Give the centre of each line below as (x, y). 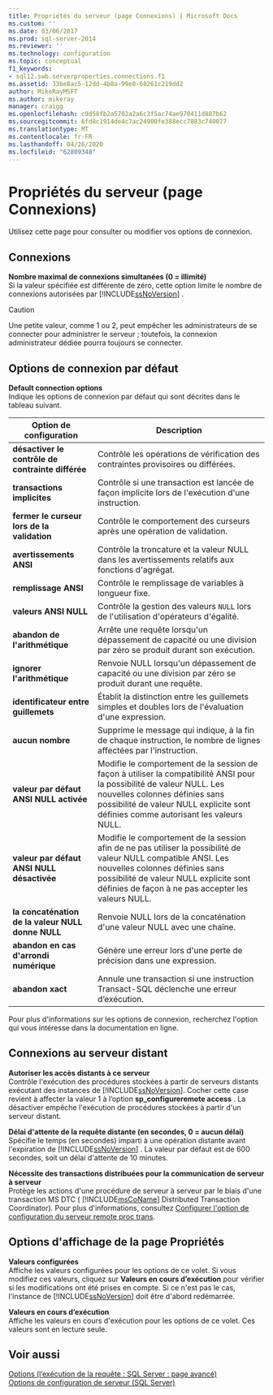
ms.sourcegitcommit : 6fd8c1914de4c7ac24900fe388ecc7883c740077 (118, 122)
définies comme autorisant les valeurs (170, 814)
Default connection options (56, 387)
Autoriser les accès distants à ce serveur (79, 1073)
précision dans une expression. (157, 961)
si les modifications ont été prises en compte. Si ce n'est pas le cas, (122, 1287)
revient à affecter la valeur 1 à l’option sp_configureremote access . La (127, 1099)
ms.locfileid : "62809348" (52, 152)
